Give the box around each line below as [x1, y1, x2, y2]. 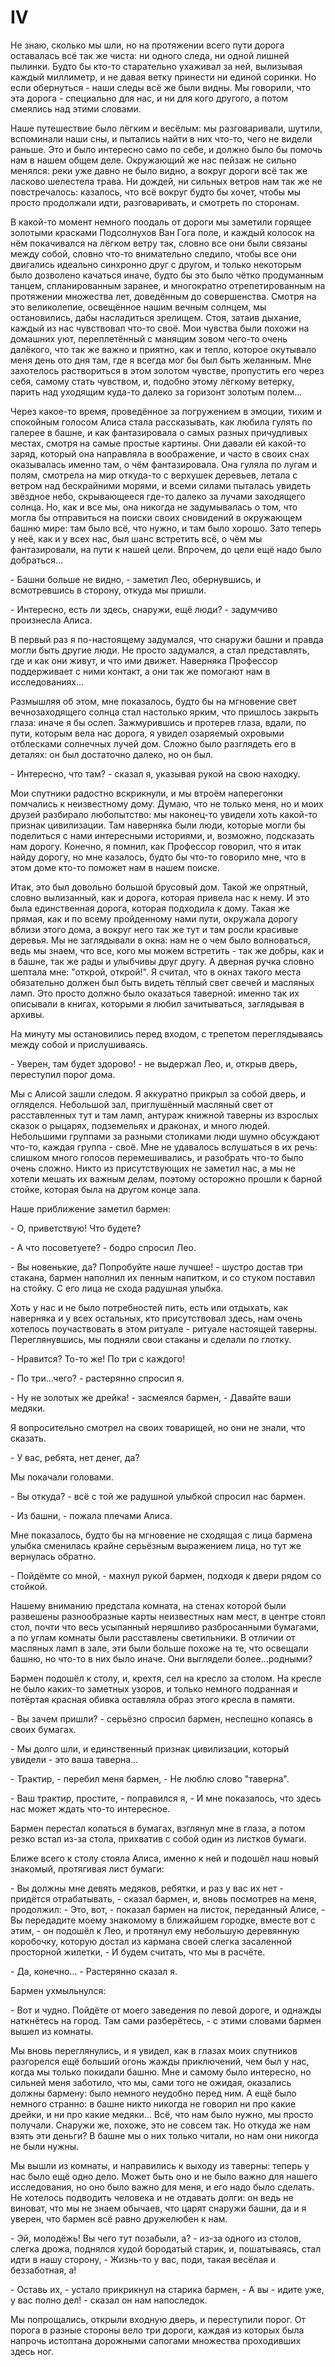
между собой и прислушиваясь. [10, 1038, 148, 1050]
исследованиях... [10, 676, 85, 688]
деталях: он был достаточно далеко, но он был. [10, 748, 214, 760]
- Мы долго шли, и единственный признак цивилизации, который [10, 1742, 290, 1755]
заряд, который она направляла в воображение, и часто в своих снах [10, 447, 310, 460]
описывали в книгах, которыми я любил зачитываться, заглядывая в [10, 997, 305, 1010]
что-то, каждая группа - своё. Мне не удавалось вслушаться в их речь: [10, 1141, 318, 1153]
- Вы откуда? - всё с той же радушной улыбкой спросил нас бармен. [10, 1490, 306, 1502]
